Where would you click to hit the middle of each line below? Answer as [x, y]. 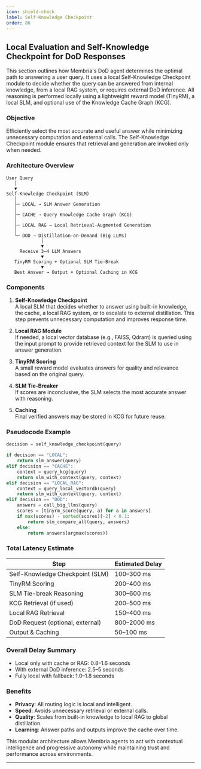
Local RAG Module [38, 331]
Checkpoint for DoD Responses [66, 57]
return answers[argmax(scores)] [68, 533]
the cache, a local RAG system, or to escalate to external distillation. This [104, 313]
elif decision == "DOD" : [37, 500]
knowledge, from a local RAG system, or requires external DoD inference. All [100, 90]
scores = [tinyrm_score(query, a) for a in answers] [84, 511]
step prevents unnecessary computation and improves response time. [101, 319]
